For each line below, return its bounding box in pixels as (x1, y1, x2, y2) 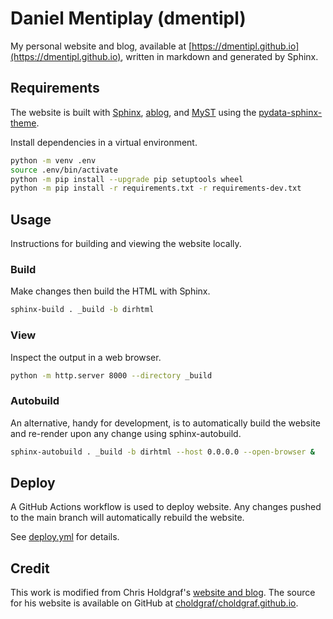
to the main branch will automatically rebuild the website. (10, 512, 245, 524)
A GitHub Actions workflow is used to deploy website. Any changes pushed (10, 501, 322, 513)
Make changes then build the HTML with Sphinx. (10, 285, 211, 297)
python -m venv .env (10, 155, 97, 166)
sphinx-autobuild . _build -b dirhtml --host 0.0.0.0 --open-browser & (10, 447, 315, 457)
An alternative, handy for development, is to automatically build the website (10, 417, 321, 429)
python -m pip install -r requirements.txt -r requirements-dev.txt (10, 183, 302, 194)
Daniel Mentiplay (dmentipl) (10, 7, 247, 30)
